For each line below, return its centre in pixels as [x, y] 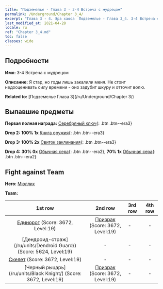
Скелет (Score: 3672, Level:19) [45, 259]
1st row [45, 208]
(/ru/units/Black [26, 273]
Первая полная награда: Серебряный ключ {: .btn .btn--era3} [69, 123]
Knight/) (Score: [63, 273]
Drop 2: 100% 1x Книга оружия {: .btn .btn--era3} [55, 133]
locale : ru [16, 28]
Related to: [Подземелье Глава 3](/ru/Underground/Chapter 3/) [70, 96]
